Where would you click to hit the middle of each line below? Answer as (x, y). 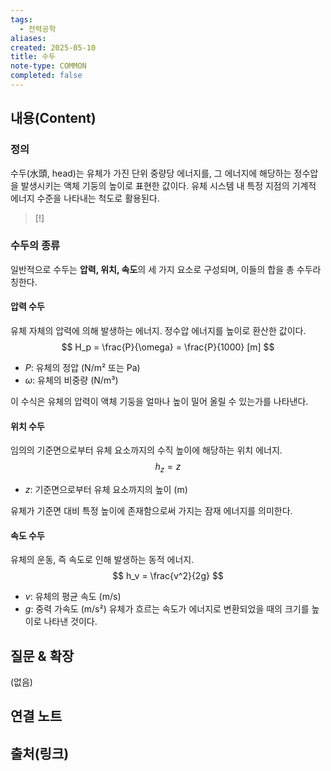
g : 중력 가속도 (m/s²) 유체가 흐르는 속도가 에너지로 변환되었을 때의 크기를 (167, 609)
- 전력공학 (38, 29)
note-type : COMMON (48, 66)
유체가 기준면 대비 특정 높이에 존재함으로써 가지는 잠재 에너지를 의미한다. (151, 511)
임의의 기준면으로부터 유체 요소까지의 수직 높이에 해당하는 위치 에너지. (146, 450)
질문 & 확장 (42, 656)
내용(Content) (53, 118)
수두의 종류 (35, 246)
